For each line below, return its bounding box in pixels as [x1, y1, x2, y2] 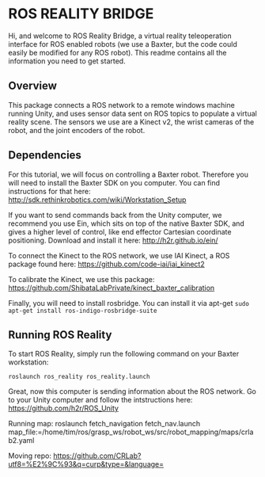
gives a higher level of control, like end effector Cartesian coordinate [8, 227, 232, 236]
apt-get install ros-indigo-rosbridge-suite [8, 307, 157, 315]
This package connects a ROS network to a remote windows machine [8, 100, 235, 109]
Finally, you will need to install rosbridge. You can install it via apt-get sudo [8, 298, 249, 307]
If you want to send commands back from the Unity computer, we [8, 210, 222, 219]
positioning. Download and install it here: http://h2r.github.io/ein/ [8, 235, 219, 245]
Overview [8, 79, 58, 93]
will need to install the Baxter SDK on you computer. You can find [8, 177, 220, 187]
